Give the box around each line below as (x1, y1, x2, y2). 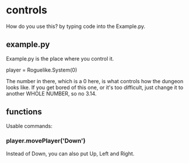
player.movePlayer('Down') (6, 137, 86, 145)
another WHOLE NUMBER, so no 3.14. (6, 90, 97, 97)
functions (6, 107, 42, 117)
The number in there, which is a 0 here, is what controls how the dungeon (6, 77, 184, 84)
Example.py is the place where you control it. (6, 55, 114, 62)
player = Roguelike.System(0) (6, 66, 78, 73)
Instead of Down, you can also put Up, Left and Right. (6, 150, 135, 157)
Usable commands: (6, 122, 52, 129)
